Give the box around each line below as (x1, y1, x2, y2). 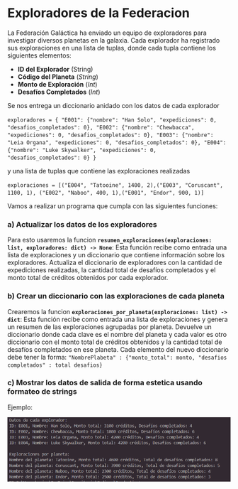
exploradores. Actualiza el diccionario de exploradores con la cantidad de (7, 258, 222, 267)
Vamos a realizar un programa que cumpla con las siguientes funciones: (7, 201, 218, 210)
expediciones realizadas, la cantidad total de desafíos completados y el (7, 266, 216, 274)
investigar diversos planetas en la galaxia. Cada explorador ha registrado (7, 36, 220, 44)
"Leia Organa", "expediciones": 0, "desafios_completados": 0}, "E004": (7, 139, 227, 146)
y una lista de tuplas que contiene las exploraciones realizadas (7, 166, 191, 175)
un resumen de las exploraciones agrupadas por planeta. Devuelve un (7, 322, 212, 331)
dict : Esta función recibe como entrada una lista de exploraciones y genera (7, 315, 228, 323)
